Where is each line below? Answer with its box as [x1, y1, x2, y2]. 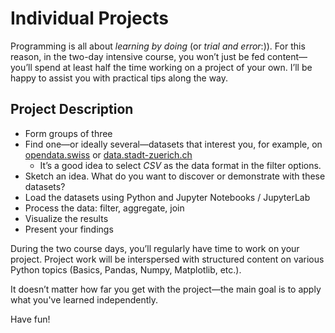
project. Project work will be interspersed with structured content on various [10, 253, 325, 265]
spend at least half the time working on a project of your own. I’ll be [34, 61, 313, 73]
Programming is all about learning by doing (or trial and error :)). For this [10, 40, 306, 52]
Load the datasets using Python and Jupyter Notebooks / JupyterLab [24, 191, 311, 203]
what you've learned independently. [10, 293, 158, 306]
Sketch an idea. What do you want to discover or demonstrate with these [24, 170, 326, 182]
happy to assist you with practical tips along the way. [10, 72, 229, 84]
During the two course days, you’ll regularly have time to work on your [10, 242, 300, 254]
